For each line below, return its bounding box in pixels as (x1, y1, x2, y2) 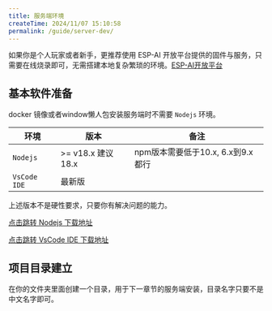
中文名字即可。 (8, 294, 58, 304)
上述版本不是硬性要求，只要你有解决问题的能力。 (8, 201, 172, 210)
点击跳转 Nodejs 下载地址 (8, 218, 93, 227)
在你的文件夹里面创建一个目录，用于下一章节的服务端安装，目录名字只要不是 (8, 284, 264, 293)
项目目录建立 (8, 261, 73, 274)
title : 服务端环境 (8, 11, 65, 20)
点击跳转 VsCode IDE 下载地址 (8, 235, 109, 244)
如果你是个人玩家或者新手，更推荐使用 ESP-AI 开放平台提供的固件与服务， (8, 50, 255, 60)
